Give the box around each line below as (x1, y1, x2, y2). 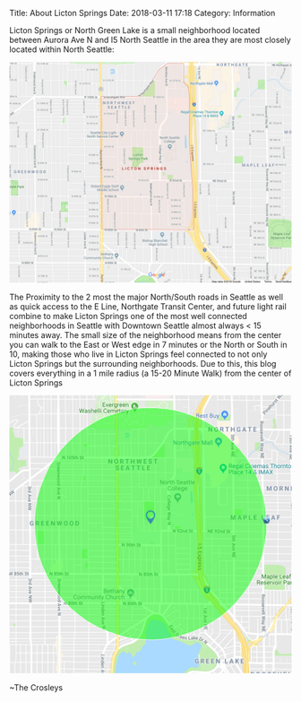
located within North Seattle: (9, 44, 115, 55)
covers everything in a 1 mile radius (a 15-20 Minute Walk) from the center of (9, 368, 292, 378)
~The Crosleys (9, 681, 64, 693)
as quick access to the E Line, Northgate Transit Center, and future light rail (9, 300, 287, 312)
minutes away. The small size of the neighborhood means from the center (9, 329, 282, 340)
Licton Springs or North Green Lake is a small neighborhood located (9, 25, 261, 35)
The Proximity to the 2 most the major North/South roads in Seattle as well (9, 291, 284, 302)
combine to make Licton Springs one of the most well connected (9, 310, 248, 321)
